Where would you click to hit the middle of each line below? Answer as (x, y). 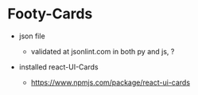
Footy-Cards (50, 14)
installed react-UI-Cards (58, 67)
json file (32, 36)
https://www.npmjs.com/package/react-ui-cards (111, 82)
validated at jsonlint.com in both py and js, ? (103, 51)
